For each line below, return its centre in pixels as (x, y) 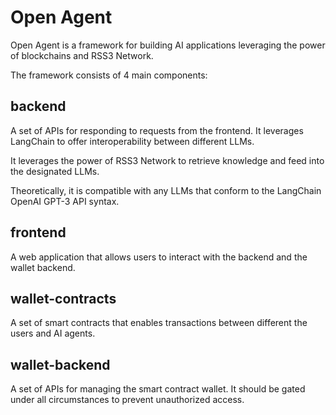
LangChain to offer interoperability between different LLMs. (132, 141)
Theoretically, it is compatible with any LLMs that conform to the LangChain (166, 190)
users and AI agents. (53, 333)
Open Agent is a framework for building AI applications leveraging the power (168, 45)
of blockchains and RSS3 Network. (82, 55)
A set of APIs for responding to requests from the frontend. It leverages (157, 130)
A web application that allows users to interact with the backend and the (159, 257)
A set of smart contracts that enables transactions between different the (159, 323)
